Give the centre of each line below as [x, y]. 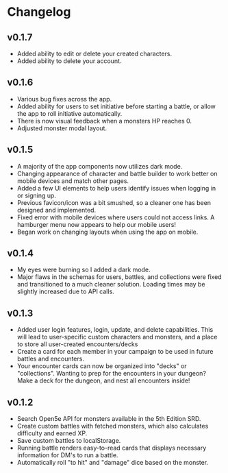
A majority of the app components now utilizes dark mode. [100, 166]
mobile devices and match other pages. [73, 181]
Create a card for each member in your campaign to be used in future [115, 352]
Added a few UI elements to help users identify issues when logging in [116, 188]
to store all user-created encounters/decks [77, 344]
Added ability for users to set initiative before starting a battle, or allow [116, 106]
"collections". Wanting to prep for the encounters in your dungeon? [112, 374]
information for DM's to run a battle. [67, 455]
